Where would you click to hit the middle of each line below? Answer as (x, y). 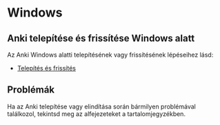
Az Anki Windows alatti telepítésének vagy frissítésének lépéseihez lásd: (110, 55)
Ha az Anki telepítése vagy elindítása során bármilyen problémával (102, 106)
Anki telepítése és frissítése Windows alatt (101, 38)
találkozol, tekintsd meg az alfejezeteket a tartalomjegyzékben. (97, 114)
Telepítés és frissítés (46, 68)
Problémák (31, 90)
